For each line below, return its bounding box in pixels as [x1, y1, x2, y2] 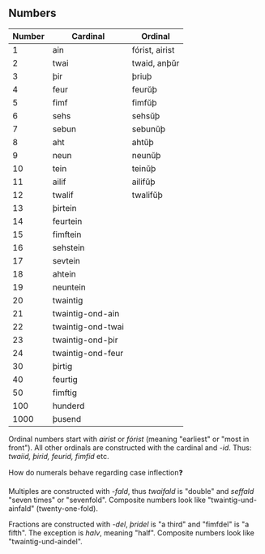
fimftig [52, 387, 77, 398]
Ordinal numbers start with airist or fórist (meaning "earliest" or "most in [8, 434, 250, 444]
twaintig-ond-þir [52, 334, 118, 346]
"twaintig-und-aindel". [8, 536, 83, 546]
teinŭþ [131, 162, 156, 174]
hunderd [52, 400, 85, 411]
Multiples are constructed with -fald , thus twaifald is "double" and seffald [8, 486, 254, 496]
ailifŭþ [131, 176, 156, 187]
